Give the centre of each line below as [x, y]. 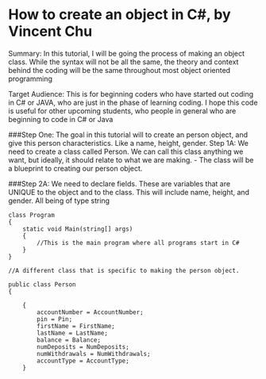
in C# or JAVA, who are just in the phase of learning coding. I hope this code [133, 102]
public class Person [42, 284]
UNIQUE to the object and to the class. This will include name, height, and [129, 192]
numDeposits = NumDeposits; [83, 346]
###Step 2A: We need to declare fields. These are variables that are [120, 183]
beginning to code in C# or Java [61, 119]
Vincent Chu [50, 31]
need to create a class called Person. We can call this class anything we [126, 151]
